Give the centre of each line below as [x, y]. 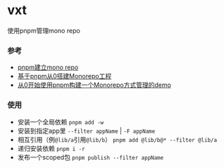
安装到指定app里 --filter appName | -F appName [86, 131]
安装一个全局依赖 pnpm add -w [61, 121]
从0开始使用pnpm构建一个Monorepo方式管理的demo [94, 85]
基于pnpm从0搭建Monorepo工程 [64, 76]
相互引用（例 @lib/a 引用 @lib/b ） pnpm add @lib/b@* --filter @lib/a [117, 139]
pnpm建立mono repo [48, 67]
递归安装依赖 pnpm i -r [51, 148]
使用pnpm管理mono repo [44, 30]
